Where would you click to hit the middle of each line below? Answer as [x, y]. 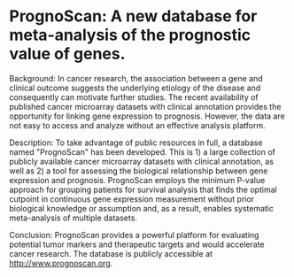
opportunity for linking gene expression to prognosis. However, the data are [147, 116]
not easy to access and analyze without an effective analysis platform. [137, 125]
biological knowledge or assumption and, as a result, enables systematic [142, 208]
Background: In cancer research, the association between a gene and [136, 78]
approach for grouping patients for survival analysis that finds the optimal [143, 189]
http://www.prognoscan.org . [61, 263]
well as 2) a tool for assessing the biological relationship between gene [139, 171]
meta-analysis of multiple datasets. [73, 218]
